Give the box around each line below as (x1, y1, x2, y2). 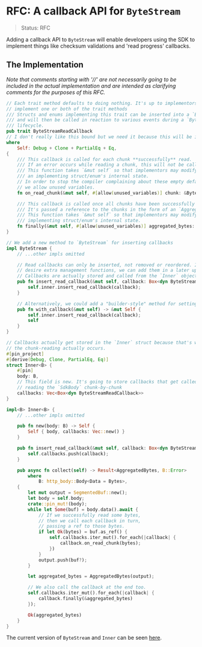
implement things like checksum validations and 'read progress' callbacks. (6, 42, 191, 49)
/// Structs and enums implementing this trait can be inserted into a (6, 112, 189, 118)
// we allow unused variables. (17, 184, 96, 191)
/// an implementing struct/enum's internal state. (17, 173, 149, 179)
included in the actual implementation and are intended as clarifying (6, 82, 176, 89)
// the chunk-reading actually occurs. (6, 345, 106, 351)
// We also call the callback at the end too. (28, 584, 147, 590)
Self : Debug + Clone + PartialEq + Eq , (17, 145, 117, 151)
